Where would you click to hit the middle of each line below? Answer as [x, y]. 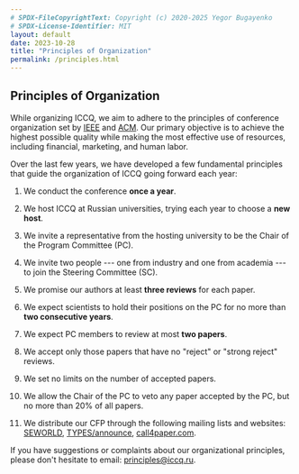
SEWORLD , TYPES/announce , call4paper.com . [110, 433]
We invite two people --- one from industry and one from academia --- [154, 262]
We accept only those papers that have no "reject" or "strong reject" [150, 351]
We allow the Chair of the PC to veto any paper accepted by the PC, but [156, 396]
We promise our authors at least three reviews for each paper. [139, 289]
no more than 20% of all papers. [83, 406]
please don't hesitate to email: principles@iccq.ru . [103, 460]
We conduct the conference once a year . [100, 191]
